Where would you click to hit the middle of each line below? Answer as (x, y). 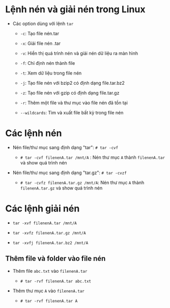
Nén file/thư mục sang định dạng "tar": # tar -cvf (65, 147)
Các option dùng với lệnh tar (43, 23)
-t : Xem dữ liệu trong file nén (51, 73)
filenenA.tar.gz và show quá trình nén (61, 188)
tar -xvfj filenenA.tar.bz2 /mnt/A (50, 243)
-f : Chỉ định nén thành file (48, 63)
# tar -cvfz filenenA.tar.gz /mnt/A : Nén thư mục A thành (82, 182)
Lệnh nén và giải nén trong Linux (75, 9)
